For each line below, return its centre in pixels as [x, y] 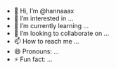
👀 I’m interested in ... [44, 18]
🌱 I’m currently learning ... [51, 26]
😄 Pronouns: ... [37, 51]
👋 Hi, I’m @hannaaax [44, 11]
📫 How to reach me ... [46, 41]
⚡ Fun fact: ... [33, 59]
